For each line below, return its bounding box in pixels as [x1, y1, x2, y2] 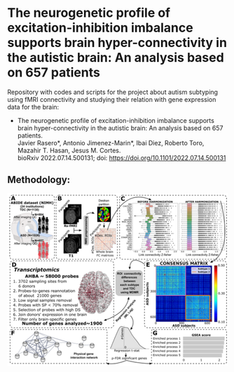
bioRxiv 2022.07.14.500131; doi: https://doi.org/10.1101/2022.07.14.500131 [17, 153, 226, 162]
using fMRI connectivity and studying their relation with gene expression [7, 95, 216, 103]
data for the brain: [7, 102, 60, 111]
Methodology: [7, 174, 71, 186]
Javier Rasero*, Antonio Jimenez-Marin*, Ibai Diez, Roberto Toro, [17, 138, 205, 147]
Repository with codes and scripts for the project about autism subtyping [7, 88, 219, 96]
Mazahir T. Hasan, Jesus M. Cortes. [17, 146, 121, 154]
